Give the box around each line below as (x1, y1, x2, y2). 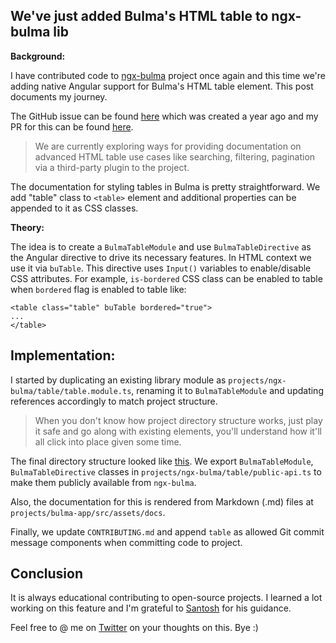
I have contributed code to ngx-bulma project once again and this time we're (10, 69, 326, 81)
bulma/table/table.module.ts (10, 386, 132, 396)
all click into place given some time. (34, 435, 182, 448)
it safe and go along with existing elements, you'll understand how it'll (34, 425, 322, 437)
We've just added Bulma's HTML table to (10, 8, 269, 25)
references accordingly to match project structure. (10, 395, 218, 407)
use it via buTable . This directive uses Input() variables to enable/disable (10, 262, 312, 274)
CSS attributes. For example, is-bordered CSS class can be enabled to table (10, 272, 323, 284)
